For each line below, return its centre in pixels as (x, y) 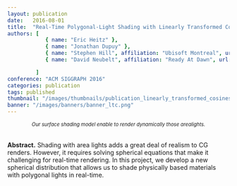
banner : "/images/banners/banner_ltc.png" (71, 105)
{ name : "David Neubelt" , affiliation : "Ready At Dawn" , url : (138, 60)
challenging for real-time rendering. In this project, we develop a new (108, 160)
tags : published (31, 92)
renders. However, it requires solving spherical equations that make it (108, 153)
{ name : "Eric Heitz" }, (81, 40)
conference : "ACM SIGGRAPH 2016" (56, 79)
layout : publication (38, 14)
